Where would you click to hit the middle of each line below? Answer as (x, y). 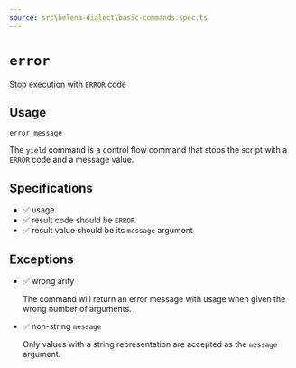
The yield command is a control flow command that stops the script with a (148, 150)
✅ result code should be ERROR (79, 220)
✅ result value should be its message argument (108, 231)
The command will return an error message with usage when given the (154, 299)
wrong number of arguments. (77, 309)
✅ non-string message (62, 326)
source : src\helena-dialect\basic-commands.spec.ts (108, 18)
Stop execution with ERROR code (68, 84)
